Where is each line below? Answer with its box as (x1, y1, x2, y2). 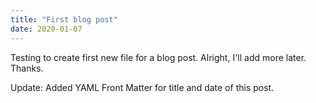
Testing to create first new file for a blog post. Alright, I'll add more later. (10, 51, 307, 63)
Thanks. (10, 62, 44, 74)
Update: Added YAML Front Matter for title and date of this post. (10, 81, 275, 93)
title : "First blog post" (10, 14, 118, 25)
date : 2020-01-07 (10, 24, 83, 34)
